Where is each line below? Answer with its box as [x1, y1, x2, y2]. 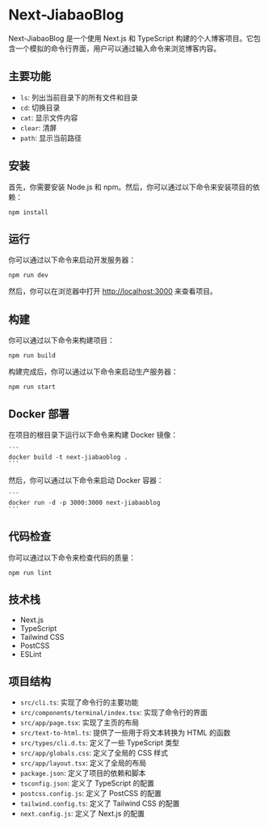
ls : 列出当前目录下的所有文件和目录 [19, 92, 139, 102]
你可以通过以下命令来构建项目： [8, 336, 115, 345]
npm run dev [8, 271, 48, 280]
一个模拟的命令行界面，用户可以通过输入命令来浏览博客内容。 [15, 43, 221, 53]
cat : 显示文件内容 [19, 112, 78, 122]
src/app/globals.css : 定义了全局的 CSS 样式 [19, 748, 168, 758]
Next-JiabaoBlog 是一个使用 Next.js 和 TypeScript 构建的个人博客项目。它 [8, 33, 254, 43]
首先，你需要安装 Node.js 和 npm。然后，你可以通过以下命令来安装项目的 [8, 182, 253, 192]
